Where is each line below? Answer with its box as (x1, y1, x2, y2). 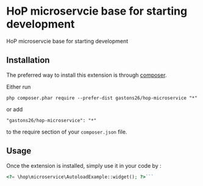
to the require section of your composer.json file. (6, 128, 127, 135)
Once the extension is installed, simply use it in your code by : (6, 162, 162, 169)
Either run (6, 83, 31, 90)
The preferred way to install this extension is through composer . (6, 71, 167, 79)
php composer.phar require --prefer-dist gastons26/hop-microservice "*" (6, 95, 198, 101)
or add (6, 106, 23, 113)
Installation (6, 55, 50, 65)
